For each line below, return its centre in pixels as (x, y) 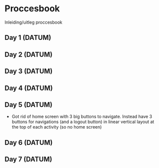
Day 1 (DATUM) (28, 38)
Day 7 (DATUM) (28, 159)
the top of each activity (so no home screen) (57, 127)
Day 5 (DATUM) (28, 105)
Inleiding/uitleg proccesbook (33, 22)
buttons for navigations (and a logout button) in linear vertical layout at (83, 122)
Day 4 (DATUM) (29, 88)
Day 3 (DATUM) (29, 71)
